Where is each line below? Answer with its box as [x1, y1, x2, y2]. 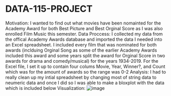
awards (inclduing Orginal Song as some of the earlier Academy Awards [5, 47, 157, 53]
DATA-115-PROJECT [5, 3, 93, 15]
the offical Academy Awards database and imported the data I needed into [5, 36, 162, 42]
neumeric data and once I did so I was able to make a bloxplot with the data [5, 80, 165, 86]
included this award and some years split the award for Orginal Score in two [5, 52, 165, 59]
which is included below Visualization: [5, 85, 85, 91]
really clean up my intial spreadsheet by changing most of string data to [5, 74, 157, 80]
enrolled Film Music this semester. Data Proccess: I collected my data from [5, 31, 163, 37]
